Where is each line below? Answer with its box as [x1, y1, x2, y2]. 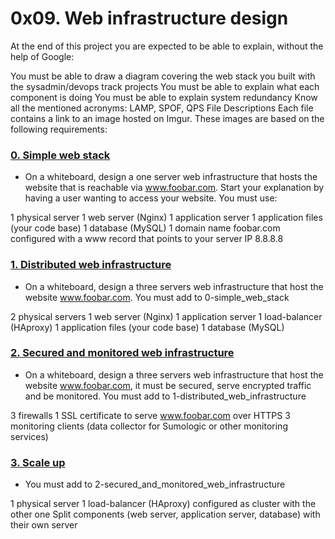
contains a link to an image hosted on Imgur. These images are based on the [10, 112, 325, 124]
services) [10, 430, 49, 442]
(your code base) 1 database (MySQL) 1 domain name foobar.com [10, 222, 281, 234]
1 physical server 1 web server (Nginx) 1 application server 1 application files [10, 212, 323, 224]
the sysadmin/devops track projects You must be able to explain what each [10, 80, 320, 92]
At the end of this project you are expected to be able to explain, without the [10, 40, 324, 52]
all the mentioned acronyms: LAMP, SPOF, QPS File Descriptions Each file [10, 102, 314, 114]
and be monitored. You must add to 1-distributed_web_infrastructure [24, 390, 307, 402]
